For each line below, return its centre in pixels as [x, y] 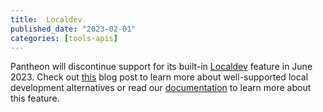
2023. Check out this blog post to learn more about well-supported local [159, 77]
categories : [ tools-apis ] [64, 38]
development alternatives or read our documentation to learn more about [161, 88]
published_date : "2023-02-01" [73, 29]
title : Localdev [46, 19]
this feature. [35, 98]
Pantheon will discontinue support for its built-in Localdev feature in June [161, 67]
